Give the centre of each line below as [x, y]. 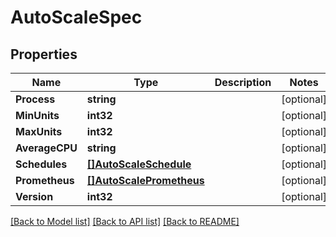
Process [35, 99]
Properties [44, 54]
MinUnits [37, 115]
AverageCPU [46, 148]
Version [34, 196]
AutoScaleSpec [76, 17]
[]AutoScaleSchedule [139, 164]
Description [243, 82]
